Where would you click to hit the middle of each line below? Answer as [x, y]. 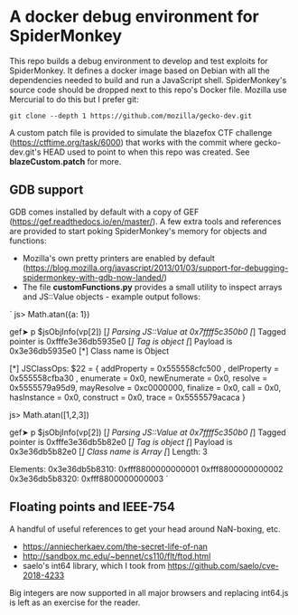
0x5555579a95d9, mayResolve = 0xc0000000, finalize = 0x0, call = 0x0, [145, 387]
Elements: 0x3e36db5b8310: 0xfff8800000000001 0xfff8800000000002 [146, 468]
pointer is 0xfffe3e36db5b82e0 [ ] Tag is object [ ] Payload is [121, 441]
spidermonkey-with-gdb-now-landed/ [93, 277]
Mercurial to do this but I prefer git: [74, 99]
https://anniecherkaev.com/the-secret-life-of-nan [115, 546]
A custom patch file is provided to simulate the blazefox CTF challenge [141, 132]
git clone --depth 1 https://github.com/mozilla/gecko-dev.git [131, 116]
